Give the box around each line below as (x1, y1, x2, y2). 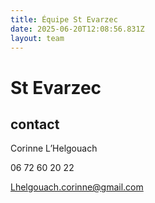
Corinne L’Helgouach (10, 142, 98, 155)
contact (10, 116, 60, 133)
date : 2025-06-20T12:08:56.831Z (10, 24, 145, 34)
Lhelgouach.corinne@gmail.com (10, 181, 144, 193)
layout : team (10, 33, 65, 43)
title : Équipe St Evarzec (10, 14, 118, 25)
